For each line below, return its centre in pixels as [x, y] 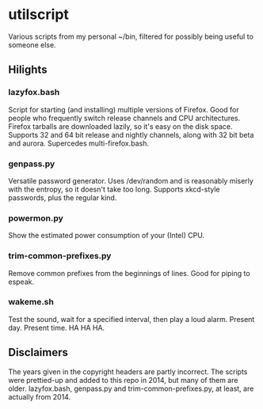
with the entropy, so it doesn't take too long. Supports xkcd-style [114, 189]
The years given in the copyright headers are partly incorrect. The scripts [128, 371]
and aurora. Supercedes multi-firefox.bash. [78, 143]
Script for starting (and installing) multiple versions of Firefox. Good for [124, 109]
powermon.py [36, 218]
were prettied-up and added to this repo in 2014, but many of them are [123, 380]
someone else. [32, 44]
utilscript [39, 15]
